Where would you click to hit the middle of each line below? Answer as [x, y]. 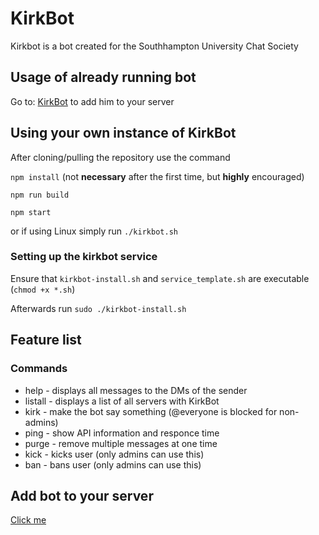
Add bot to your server [82, 495]
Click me [28, 520]
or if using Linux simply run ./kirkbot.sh [94, 231]
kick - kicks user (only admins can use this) [114, 454]
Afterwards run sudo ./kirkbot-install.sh [98, 308]
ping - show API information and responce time [122, 433]
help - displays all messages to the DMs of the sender [136, 390]
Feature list [46, 340]
